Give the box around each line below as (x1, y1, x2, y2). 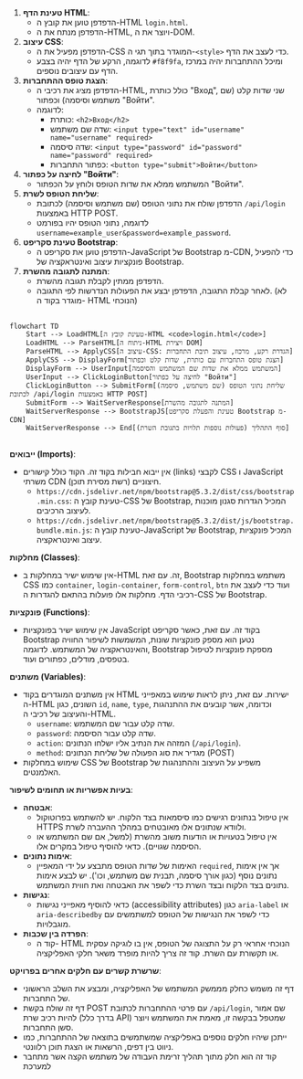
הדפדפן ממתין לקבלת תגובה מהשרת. (36, 276, 164, 287)
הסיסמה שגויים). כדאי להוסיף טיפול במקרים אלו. (36, 841, 202, 852)
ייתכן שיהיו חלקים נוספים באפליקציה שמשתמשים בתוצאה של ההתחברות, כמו (22, 1031, 287, 1042)
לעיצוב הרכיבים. (36, 505, 91, 516)
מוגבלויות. (36, 918, 71, 930)
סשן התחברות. (22, 1022, 74, 1033)
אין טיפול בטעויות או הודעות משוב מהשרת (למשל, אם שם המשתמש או (36, 831, 277, 842)
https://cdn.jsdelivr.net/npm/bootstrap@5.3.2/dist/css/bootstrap (36, 488, 295, 497)
